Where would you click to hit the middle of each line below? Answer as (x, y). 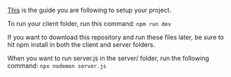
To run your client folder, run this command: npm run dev (89, 23)
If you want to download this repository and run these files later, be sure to (116, 37)
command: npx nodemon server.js (57, 65)
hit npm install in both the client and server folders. (81, 44)
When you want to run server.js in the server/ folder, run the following (108, 58)
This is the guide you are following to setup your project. (89, 10)
